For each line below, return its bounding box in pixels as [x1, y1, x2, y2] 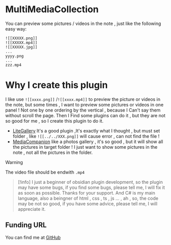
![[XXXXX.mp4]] [5, 40, 38, 45]
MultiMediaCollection [5, 4, 99, 15]
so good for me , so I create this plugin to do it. [5, 118, 104, 124]
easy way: [5, 25, 27, 32]
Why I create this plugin [5, 79, 108, 91]
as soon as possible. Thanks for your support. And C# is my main [17, 189, 156, 196]
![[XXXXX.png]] [5, 36, 38, 41]
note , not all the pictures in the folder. [12, 149, 93, 155]
